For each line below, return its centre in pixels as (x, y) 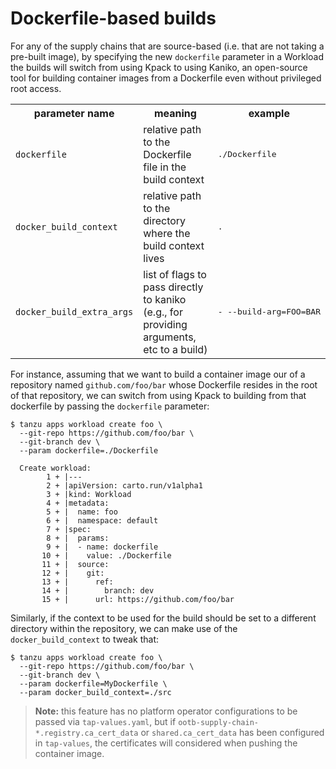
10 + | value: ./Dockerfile (106, 555)
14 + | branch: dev (98, 590)
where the (167, 233)
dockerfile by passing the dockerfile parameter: (110, 406)
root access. (36, 88)
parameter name (74, 113)
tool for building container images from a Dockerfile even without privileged (166, 78)
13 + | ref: (77, 582)
